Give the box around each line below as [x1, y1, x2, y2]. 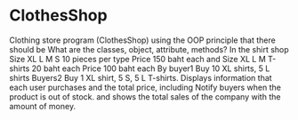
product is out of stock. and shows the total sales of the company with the [9, 91, 281, 102]
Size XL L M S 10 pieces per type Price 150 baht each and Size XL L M [9, 53, 267, 64]
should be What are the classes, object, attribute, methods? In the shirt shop [9, 44, 289, 54]
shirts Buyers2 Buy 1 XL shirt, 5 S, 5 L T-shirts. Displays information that [9, 72, 273, 83]
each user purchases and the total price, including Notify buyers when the [9, 82, 282, 92]
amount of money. [9, 100, 77, 111]
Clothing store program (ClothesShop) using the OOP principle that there [9, 35, 276, 45]
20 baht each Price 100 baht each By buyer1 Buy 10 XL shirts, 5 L [31, 63, 270, 74]
